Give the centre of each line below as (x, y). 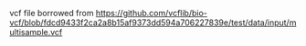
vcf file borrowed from (52, 13)
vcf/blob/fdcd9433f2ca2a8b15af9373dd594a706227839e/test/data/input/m (153, 23)
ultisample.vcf (36, 32)
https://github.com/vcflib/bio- (152, 13)
